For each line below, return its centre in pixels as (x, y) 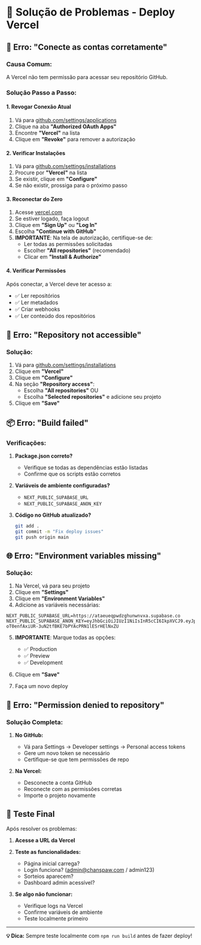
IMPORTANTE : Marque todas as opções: (65, 638)
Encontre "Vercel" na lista (47, 133)
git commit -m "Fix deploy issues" (59, 531)
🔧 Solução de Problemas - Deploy (91, 12)
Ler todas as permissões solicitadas (68, 244)
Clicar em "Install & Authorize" (63, 257)
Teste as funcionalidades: (48, 852)
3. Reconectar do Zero (34, 199)
